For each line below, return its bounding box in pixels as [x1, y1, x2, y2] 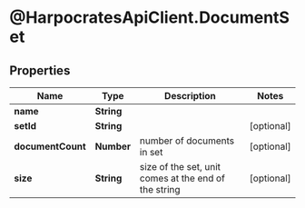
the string [139, 183, 181, 195]
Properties [9, 63, 71, 78]
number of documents [139, 134, 235, 147]
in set [139, 146, 163, 158]
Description [164, 90, 216, 102]
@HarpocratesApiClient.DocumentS [9, 7, 290, 28]
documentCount [14, 140, 86, 153]
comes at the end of [139, 172, 225, 184]
